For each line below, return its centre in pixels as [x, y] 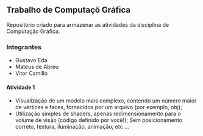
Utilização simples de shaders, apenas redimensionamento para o [98, 114]
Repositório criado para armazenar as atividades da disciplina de [88, 24]
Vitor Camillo [31, 73]
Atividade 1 [21, 87]
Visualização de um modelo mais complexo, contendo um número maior [106, 101]
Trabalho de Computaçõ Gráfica [69, 10]
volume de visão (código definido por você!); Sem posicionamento [99, 120]
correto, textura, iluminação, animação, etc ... [72, 127]
